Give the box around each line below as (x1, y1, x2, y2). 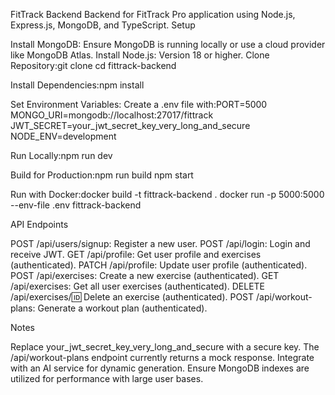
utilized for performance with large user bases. (10, 373, 204, 384)
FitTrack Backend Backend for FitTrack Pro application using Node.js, (10, 9, 296, 20)
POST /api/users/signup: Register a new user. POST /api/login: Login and (10, 238, 311, 249)
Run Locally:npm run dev (10, 150, 113, 161)
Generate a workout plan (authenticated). (37, 302, 208, 314)
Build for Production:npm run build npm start (10, 169, 194, 181)
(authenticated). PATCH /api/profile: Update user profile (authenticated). (10, 259, 308, 271)
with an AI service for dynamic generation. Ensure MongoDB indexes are (10, 362, 310, 374)
